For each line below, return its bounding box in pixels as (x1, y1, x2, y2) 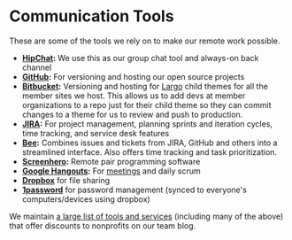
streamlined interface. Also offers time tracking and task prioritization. (21, 146, 277, 157)
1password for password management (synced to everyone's (21, 184, 248, 195)
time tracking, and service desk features (21, 128, 170, 138)
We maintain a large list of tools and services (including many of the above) (9, 211, 284, 221)
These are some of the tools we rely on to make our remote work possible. (9, 35, 280, 46)
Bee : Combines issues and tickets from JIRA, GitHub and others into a (21, 137, 278, 148)
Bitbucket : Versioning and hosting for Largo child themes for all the (21, 81, 268, 91)
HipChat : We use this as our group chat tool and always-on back (21, 52, 259, 63)
